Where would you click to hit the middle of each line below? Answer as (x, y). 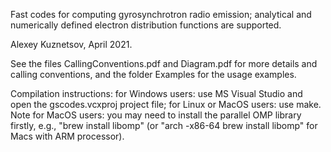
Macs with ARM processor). (67, 136)
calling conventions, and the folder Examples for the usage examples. (153, 74)
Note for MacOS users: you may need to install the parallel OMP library (156, 115)
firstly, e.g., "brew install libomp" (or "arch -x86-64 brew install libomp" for (164, 125)
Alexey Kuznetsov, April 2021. (71, 44)
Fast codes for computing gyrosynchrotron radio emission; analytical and (161, 14)
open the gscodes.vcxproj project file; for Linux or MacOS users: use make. (166, 104)
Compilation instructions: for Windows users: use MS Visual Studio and (156, 93)
